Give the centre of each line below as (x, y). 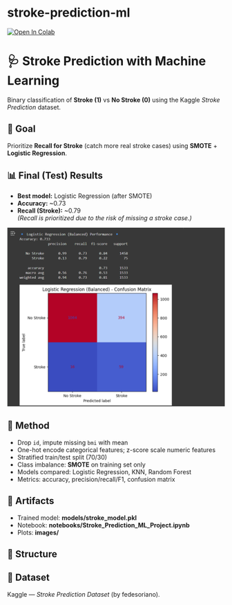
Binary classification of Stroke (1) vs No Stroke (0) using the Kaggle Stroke (114, 100)
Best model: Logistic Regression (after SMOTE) (85, 196)
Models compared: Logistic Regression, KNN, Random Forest (104, 471)
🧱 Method (28, 426)
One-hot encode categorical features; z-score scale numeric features (116, 450)
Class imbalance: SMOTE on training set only (81, 464)
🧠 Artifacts (31, 501)
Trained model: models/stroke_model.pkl (77, 518)
